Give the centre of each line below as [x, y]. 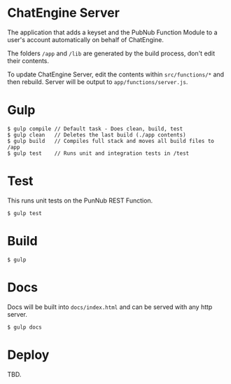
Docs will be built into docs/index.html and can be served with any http [110, 307]
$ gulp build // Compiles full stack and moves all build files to [111, 141]
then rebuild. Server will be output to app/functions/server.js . [98, 81]
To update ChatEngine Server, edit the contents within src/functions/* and [116, 74]
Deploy [28, 355]
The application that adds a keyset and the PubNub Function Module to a [112, 32]
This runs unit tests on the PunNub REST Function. [80, 200]
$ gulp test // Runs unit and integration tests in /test [98, 153]
